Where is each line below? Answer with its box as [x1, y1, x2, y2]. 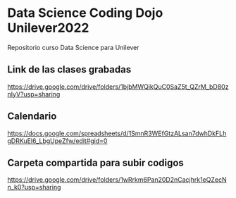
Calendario [7, 111, 57, 123]
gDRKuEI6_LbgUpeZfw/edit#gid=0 [7, 136, 108, 145]
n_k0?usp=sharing [7, 183, 61, 192]
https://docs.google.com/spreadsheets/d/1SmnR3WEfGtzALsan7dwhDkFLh [7, 129, 227, 137]
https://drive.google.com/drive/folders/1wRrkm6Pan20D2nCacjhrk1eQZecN [7, 175, 227, 184]
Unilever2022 [7, 20, 89, 36]
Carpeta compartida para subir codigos [7, 156, 185, 168]
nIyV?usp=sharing [7, 89, 61, 98]
